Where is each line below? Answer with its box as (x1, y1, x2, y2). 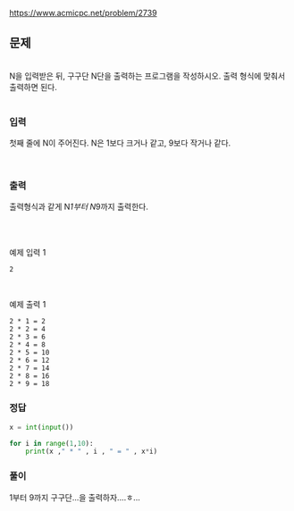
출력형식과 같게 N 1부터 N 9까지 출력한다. (9, 201, 149, 213)
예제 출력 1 (9, 299, 46, 310)
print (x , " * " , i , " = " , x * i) (25, 447, 158, 457)
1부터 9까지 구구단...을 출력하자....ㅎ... (9, 491, 140, 503)
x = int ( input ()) (9, 423, 74, 431)
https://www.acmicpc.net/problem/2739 (9, 8, 158, 18)
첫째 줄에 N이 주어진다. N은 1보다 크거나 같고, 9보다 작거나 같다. (9, 138, 231, 148)
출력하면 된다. (9, 81, 58, 92)
